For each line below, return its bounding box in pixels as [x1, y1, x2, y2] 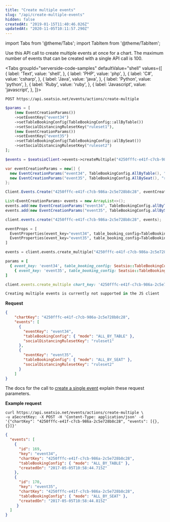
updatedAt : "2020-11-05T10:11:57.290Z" [5, 26, 90, 31]
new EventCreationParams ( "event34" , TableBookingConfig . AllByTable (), [10, 171, 162, 176]
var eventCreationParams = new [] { [5, 166, 80, 171]
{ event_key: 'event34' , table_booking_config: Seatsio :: [10, 263, 135, 269]
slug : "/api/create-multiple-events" [5, 12, 85, 17]
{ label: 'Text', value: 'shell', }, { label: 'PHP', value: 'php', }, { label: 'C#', [5, 70, 153, 77]
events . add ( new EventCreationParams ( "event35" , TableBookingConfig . [5, 208, 153, 213]
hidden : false [5, 17, 35, 22]
